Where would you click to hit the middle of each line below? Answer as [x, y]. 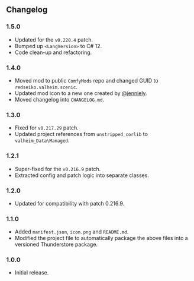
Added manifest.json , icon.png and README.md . [72, 232]
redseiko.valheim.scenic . [46, 87]
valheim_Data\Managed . [42, 140]
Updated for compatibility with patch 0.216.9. [69, 203]
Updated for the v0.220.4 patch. [54, 40]
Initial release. [32, 273]
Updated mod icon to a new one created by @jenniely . [81, 93]
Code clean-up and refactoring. [53, 52]
